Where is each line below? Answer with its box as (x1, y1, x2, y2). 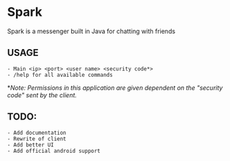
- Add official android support (7, 147, 100, 154)
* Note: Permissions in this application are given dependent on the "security (7, 84, 223, 92)
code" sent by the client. (7, 91, 78, 99)
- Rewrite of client (7, 135, 67, 142)
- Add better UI (7, 141, 54, 149)
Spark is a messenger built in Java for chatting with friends (7, 27, 175, 35)
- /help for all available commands (7, 71, 113, 78)
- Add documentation (7, 129, 67, 136)
